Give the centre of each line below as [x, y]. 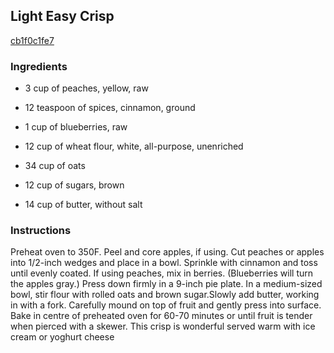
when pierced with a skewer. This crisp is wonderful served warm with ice [163, 326]
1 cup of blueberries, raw [76, 127]
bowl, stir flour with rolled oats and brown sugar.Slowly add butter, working [165, 295]
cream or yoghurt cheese [62, 337]
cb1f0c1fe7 [32, 40]
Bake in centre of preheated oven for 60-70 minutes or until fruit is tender [161, 316]
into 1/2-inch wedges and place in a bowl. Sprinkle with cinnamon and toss [164, 263]
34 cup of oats [55, 166]
